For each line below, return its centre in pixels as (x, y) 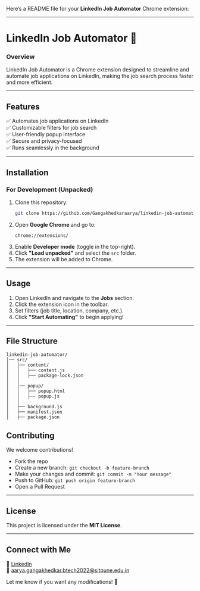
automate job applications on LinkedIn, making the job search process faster (100, 76)
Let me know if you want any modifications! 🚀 (62, 581)
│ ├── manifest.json (34, 412)
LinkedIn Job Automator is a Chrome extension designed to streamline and (98, 70)
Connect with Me (39, 550)
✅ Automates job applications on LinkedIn (57, 121)
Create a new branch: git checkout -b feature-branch (82, 468)
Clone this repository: (41, 202)
